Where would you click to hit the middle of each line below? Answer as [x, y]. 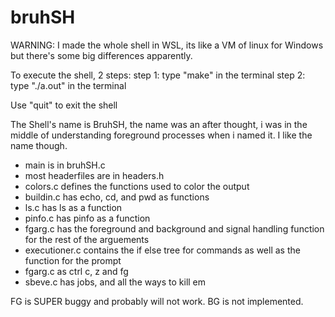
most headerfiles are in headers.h [94, 175]
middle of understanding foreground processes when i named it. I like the [161, 135]
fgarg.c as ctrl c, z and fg [76, 271]
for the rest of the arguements [87, 239]
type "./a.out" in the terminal [68, 85]
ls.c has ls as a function [73, 207]
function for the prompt [73, 260]
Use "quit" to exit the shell [64, 105]
